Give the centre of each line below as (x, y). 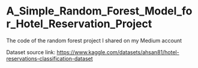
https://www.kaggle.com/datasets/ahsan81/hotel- (118, 52)
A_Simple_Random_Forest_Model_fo (99, 11)
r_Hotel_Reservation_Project (79, 24)
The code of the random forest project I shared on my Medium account (94, 40)
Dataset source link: (31, 52)
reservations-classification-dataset (49, 58)
